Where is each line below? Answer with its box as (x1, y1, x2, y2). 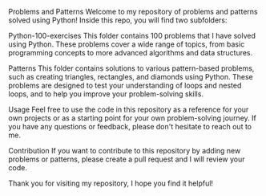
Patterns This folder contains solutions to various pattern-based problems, (8, 63, 255, 73)
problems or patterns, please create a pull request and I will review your (8, 154, 245, 164)
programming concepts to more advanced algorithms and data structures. (8, 48, 253, 57)
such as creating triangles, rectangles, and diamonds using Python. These (8, 72, 254, 81)
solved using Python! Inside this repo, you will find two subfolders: (8, 15, 228, 25)
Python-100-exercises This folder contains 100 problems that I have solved (8, 31, 256, 40)
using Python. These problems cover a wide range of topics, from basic (8, 39, 245, 49)
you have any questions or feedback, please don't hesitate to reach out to (8, 122, 252, 131)
